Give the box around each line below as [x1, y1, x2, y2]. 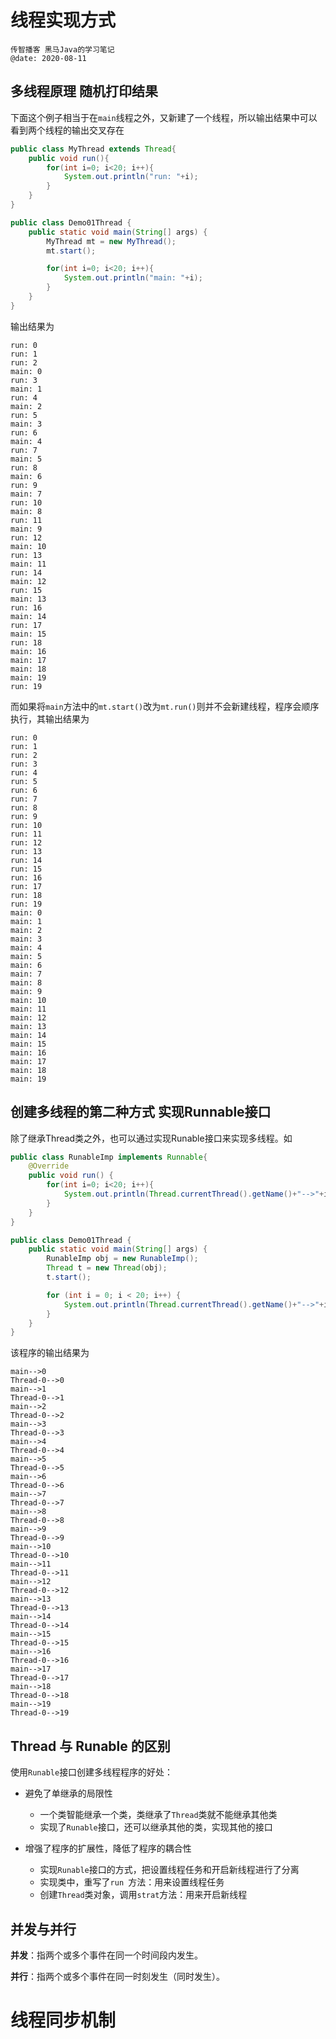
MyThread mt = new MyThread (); [46, 236, 177, 246]
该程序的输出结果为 [10, 1347, 90, 1359]
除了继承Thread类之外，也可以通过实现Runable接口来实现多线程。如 [10, 1132, 293, 1144]
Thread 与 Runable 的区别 [10, 1737, 171, 1755]
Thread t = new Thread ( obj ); [46, 1263, 168, 1273]
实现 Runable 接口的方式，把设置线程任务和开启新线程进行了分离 [39, 1864, 300, 1876]
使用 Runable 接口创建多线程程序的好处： [10, 1766, 174, 1778]
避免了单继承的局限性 [24, 1787, 113, 1800]
